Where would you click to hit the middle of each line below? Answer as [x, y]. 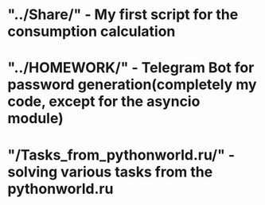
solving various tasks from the [110, 172]
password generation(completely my [132, 85]
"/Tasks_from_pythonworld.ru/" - [121, 155]
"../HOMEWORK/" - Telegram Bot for [131, 68]
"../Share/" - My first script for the [123, 15]
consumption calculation [92, 31]
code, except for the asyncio [104, 102]
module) [36, 119]
